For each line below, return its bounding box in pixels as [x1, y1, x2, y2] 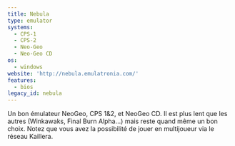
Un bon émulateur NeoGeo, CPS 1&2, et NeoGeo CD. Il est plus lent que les [7, 110, 228, 118]
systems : [7, 24, 34, 31]
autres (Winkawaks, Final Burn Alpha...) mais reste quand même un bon [7, 117, 218, 125]
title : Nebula [7, 10, 50, 18]
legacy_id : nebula [7, 90, 62, 97]
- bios [14, 83, 34, 90]
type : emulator [7, 17, 53, 24]
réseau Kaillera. [7, 132, 54, 141]
